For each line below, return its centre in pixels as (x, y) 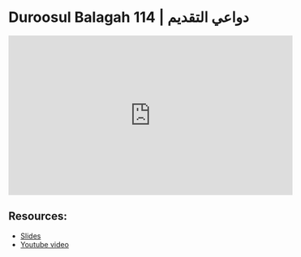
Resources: (38, 216)
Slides (30, 236)
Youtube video (44, 244)
